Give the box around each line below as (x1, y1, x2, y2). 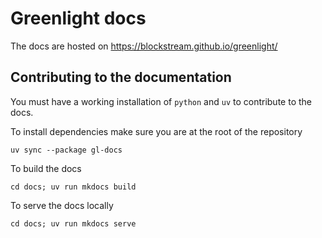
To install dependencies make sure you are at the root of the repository (10, 125, 303, 137)
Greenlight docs (10, 7, 147, 30)
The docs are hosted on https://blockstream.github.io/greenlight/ (10, 40, 278, 52)
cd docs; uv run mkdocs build (10, 182, 137, 192)
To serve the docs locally (10, 199, 114, 211)
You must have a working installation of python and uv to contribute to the (10, 95, 312, 107)
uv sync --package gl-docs (10, 145, 123, 155)
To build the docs (10, 162, 82, 174)
